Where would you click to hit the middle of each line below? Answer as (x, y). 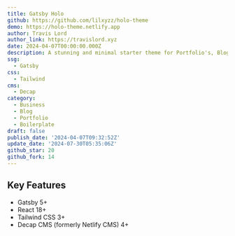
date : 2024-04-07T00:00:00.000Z (54, 46)
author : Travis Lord (37, 33)
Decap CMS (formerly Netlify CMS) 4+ (73, 224)
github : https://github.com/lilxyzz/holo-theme (78, 20)
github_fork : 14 (31, 157)
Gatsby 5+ (32, 202)
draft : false (26, 131)
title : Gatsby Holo (36, 14)
